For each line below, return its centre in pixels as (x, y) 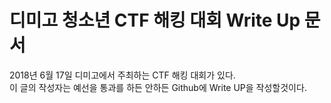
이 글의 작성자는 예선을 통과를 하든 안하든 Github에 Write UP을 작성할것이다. (158, 87)
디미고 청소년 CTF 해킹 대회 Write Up (155, 20)
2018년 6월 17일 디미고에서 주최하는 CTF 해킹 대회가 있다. (122, 75)
